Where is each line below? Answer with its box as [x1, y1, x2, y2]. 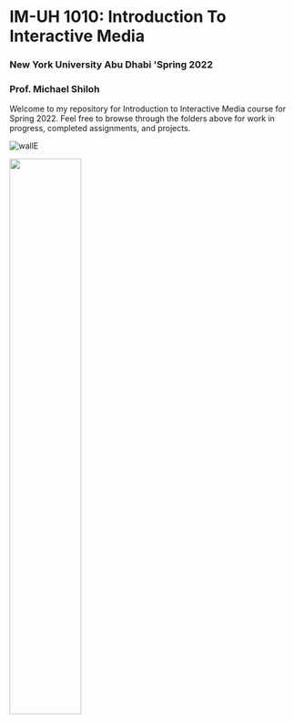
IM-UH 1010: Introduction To [9, 6, 227, 27]
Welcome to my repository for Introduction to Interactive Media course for [9, 103, 287, 115]
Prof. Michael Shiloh [9, 83, 100, 96]
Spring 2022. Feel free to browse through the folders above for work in [9, 113, 276, 124]
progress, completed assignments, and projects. [9, 123, 191, 134]
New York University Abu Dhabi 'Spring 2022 [9, 58, 214, 71]
